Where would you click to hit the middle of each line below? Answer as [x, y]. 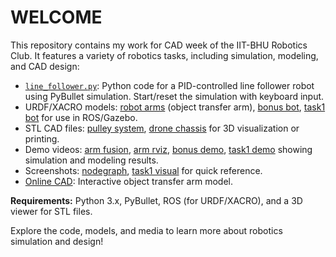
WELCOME [56, 17]
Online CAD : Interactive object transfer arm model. [128, 181]
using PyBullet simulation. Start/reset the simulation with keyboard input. [174, 96]
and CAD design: [45, 66]
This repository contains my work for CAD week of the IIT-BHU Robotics [159, 45]
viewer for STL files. [51, 211]
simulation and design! [57, 241]
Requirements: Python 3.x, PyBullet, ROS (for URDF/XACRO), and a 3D [156, 200]
